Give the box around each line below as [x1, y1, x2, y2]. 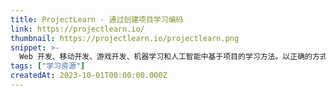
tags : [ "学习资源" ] [10, 61, 86, 71]
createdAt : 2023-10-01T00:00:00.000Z [10, 71, 168, 81]
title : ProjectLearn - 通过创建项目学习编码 [10, 14, 184, 25]
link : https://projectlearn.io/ [10, 24, 145, 34]
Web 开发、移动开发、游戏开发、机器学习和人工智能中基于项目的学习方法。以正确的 [19, 52, 313, 62]
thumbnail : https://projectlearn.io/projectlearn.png [10, 33, 240, 43]
